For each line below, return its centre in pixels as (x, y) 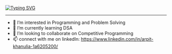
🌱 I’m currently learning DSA (42, 28)
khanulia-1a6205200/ (35, 46)
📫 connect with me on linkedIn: (46, 39)
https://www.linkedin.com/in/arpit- (117, 39)
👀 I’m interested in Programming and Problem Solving (69, 22)
